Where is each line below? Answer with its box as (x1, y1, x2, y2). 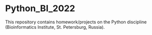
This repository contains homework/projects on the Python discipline (5, 19, 147, 25)
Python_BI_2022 (5, 3, 76, 14)
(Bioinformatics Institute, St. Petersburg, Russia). (5, 24, 105, 30)
